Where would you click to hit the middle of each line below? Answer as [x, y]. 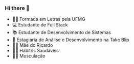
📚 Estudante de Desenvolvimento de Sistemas [61, 33]
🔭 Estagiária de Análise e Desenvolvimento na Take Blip [71, 40]
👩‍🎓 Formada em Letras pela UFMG [49, 19]
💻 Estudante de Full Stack [40, 25]
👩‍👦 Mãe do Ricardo [32, 45]
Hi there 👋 [17, 8]
